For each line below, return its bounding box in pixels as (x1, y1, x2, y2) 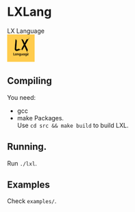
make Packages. (16, 114, 64, 122)
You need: (7, 93, 36, 101)
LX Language (7, 27, 45, 35)
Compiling (7, 75, 53, 87)
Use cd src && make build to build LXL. (16, 121, 129, 129)
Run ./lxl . (7, 159, 38, 168)
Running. (7, 141, 47, 153)
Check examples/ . (7, 197, 57, 205)
